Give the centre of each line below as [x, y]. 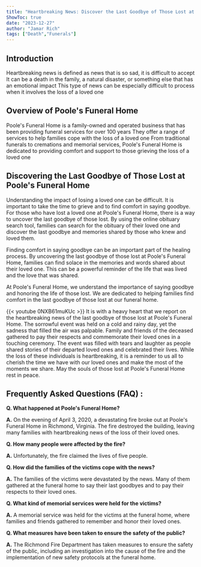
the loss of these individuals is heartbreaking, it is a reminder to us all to [95, 356]
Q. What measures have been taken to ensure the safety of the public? [96, 533]
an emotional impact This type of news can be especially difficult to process [100, 85]
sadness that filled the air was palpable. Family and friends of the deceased [100, 330]
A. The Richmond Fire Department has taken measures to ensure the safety [100, 545]
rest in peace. [23, 375]
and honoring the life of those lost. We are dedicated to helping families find [100, 293]
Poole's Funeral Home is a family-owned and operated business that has [96, 125]
